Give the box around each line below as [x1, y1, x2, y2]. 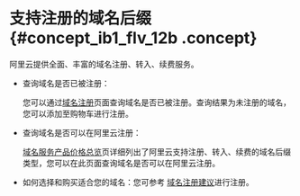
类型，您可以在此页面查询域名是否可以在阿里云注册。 [22, 157, 221, 168]
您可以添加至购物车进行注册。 [22, 108, 133, 119]
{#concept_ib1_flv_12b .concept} [9, 28, 258, 49]
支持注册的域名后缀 [9, 8, 152, 29]
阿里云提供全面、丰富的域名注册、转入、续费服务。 [9, 58, 199, 69]
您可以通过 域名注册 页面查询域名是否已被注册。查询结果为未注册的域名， [22, 96, 291, 108]
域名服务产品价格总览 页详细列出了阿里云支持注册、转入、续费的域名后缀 [22, 146, 291, 157]
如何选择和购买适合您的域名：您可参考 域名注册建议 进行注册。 [22, 176, 254, 187]
